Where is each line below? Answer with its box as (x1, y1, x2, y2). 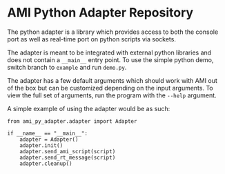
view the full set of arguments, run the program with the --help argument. (7, 91, 217, 99)
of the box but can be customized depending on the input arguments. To (7, 84, 213, 92)
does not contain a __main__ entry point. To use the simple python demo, (7, 55, 214, 64)
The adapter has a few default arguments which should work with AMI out (7, 76, 217, 84)
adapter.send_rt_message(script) (19, 154, 116, 161)
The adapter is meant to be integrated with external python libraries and (7, 48, 212, 57)
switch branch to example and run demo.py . (7, 63, 127, 71)
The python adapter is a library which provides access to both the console (7, 28, 219, 36)
